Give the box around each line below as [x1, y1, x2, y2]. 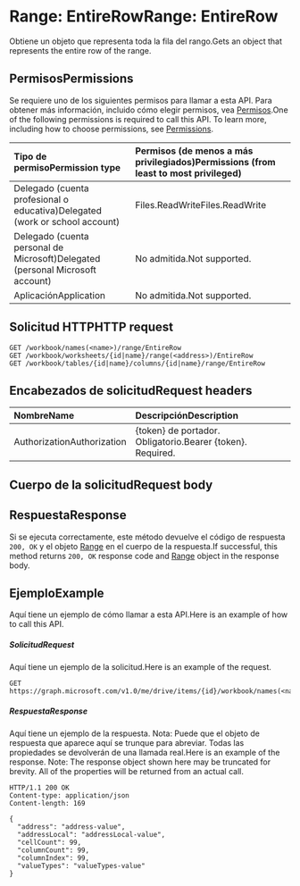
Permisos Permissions [9, 71, 134, 87]
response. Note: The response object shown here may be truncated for [9, 756, 271, 767]
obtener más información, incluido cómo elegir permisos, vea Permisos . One [9, 104, 288, 115]
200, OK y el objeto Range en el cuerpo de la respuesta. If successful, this [9, 540, 279, 551]
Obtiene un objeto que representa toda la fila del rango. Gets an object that [9, 36, 283, 46]
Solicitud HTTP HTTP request [9, 320, 174, 335]
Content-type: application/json [9, 791, 129, 800]
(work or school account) [13, 215, 121, 228]
